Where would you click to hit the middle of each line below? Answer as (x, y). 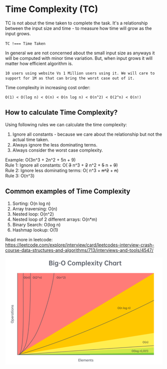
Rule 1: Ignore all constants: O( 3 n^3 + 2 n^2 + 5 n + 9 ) (62, 165)
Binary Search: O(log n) (36, 224)
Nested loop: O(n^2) (33, 214)
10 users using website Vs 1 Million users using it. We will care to (80, 73)
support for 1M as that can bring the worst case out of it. (70, 78)
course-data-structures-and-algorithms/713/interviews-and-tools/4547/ (79, 250)
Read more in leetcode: (29, 239)
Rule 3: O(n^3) (20, 176)
